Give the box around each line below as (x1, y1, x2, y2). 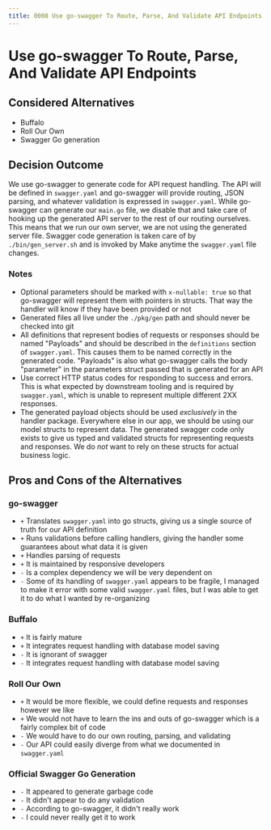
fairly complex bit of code (19, 722, 106, 732)
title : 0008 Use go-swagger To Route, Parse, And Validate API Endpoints (8, 11, 263, 20)
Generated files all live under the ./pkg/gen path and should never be (19, 312, 251, 322)
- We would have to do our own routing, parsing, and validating (19, 731, 231, 741)
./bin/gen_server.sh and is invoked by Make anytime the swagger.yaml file (8, 239, 257, 249)
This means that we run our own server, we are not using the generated (8, 222, 247, 232)
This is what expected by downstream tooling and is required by (19, 381, 235, 391)
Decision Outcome (8, 159, 104, 172)
